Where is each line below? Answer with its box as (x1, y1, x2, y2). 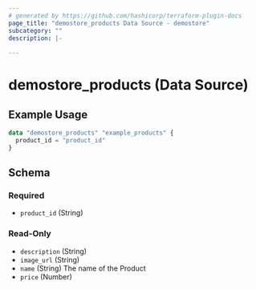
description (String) (19, 246, 87, 256)
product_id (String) (19, 208, 83, 218)
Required (8, 190, 45, 201)
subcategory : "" (8, 26, 63, 34)
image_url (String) (19, 255, 80, 264)
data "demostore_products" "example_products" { (8, 129, 174, 137)
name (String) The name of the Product (19, 263, 146, 273)
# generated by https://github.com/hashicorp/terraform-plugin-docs (8, 11, 242, 20)
